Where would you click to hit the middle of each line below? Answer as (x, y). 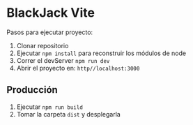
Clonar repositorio (43, 45)
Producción (32, 90)
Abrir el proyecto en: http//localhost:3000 (78, 68)
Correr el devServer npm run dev (63, 60)
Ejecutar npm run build (49, 107)
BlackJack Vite (51, 13)
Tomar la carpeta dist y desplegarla (69, 114)
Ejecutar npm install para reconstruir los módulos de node (101, 53)
